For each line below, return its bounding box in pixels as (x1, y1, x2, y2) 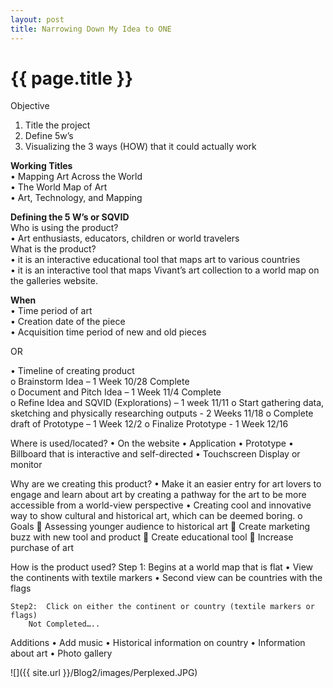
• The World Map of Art (10, 181, 108, 193)
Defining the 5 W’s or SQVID (10, 211, 130, 223)
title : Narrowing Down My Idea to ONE (10, 24, 172, 34)
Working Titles (10, 160, 73, 172)
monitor (10, 459, 43, 471)
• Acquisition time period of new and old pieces (10, 326, 207, 338)
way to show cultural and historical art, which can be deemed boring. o (10, 510, 303, 522)
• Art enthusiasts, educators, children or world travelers (10, 232, 240, 245)
